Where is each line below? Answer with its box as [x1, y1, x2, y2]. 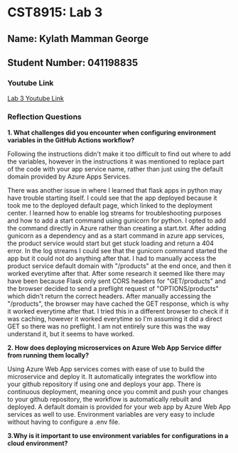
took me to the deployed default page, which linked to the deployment [7, 201, 213, 210]
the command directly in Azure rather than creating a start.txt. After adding [7, 223, 227, 232]
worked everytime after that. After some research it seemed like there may [7, 269, 225, 277]
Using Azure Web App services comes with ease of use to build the [7, 364, 205, 373]
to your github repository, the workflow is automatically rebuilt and [7, 395, 202, 403]
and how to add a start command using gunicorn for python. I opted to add [7, 216, 226, 225]
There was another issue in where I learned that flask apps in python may [7, 186, 222, 194]
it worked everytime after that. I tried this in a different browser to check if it [7, 307, 229, 315]
